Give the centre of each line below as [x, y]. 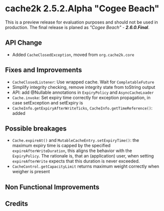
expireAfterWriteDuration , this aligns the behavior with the [72, 151]
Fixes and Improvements [44, 70]
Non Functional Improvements [52, 187]
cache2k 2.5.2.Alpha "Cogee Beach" [82, 9]
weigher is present [31, 172]
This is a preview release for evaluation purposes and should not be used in [82, 22]
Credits [17, 204]
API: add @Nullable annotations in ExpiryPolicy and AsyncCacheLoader [83, 92]
